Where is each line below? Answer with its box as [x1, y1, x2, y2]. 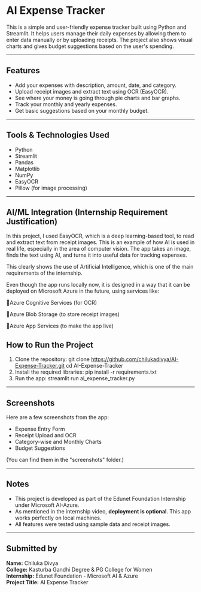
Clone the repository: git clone [14, 356, 90, 363]
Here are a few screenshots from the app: [6, 414, 109, 420]
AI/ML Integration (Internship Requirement [6, 207, 168, 217]
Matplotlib [14, 165, 40, 172]
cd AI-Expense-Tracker [65, 362, 124, 369]
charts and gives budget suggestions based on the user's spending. [6, 43, 175, 50]
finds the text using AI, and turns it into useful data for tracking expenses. [6, 251, 187, 259]
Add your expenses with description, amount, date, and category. [14, 82, 176, 89]
